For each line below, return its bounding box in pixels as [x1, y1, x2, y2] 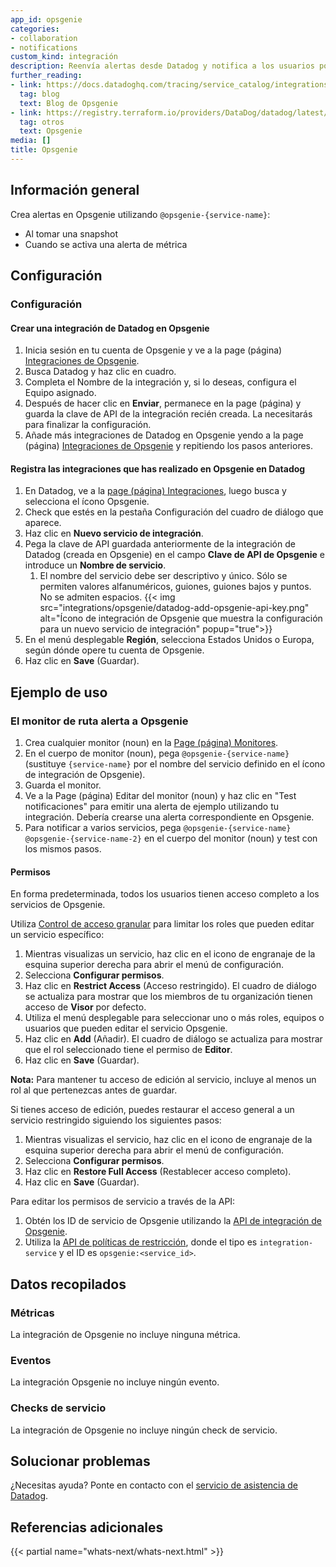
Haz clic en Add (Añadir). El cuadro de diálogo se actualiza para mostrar [24, 1033, 323, 1045]
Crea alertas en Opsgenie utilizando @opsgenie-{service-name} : [10, 208, 271, 220]
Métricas [10, 1306, 55, 1320]
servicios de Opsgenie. [10, 899, 106, 911]
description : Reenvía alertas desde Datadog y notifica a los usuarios [10, 61, 315, 71]
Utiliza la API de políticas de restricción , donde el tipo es [24, 1236, 258, 1248]
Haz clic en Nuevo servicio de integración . [24, 527, 204, 540]
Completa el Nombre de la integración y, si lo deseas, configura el [24, 376, 297, 388]
